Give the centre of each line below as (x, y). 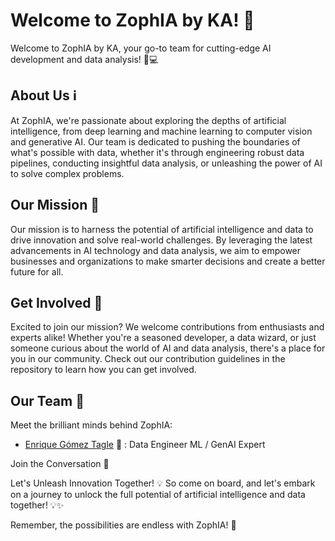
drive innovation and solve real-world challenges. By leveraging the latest (161, 240)
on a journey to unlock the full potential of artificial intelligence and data (158, 495)
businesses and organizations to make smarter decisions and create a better (168, 261)
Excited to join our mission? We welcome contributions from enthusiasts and (167, 327)
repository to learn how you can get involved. (103, 370)
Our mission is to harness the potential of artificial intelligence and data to (162, 229)
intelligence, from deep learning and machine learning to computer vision (161, 131)
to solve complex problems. (67, 173)
